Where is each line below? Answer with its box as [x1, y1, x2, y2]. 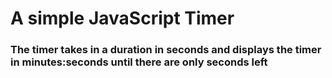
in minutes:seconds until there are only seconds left [10, 55, 268, 69]
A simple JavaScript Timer [10, 7, 235, 30]
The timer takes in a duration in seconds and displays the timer [10, 43, 322, 57]
